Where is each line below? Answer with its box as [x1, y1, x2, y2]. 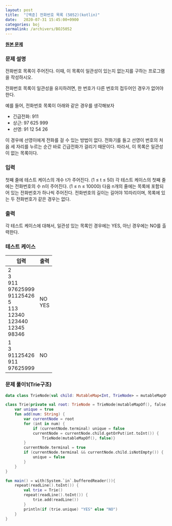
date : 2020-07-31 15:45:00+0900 [5, 17, 79, 22]
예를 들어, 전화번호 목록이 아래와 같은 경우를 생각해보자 [5, 103, 115, 109]
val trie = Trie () [24, 488, 63, 493]
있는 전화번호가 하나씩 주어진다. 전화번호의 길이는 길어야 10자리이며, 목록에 [10, 189, 160, 195]
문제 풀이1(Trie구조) [5, 381, 52, 388]
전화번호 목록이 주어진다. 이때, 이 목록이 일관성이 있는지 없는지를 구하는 [5, 68, 147, 74]
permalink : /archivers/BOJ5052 [5, 27, 72, 32]
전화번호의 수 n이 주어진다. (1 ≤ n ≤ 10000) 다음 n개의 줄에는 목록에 [14, 183, 150, 189]
